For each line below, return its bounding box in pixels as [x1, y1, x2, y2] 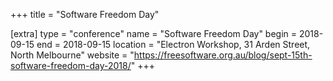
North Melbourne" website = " [10, 49, 135, 61]
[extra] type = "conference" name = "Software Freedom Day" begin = [10, 28, 298, 39]
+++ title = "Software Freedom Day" [10, 9, 160, 20]
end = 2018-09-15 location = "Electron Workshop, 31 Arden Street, [36, 39, 311, 50]
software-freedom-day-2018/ [10, 60, 132, 71]
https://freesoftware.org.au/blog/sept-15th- [133, 49, 313, 61]
